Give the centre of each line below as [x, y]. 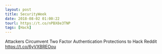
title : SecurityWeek [26, 14]
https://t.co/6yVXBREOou [31, 47]
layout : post [18, 9]
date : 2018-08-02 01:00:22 [32, 18]
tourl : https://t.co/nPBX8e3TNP [38, 23]
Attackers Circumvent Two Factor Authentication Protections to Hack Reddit [81, 41]
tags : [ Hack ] [18, 28]
